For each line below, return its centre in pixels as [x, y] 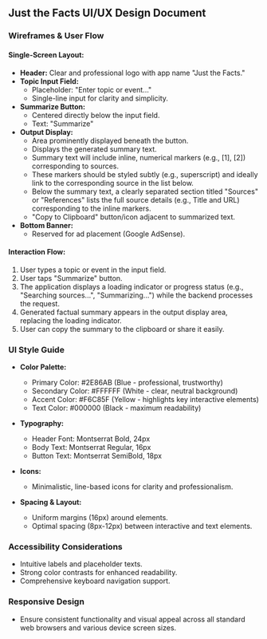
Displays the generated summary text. [94, 149]
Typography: [41, 424]
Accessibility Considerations [65, 546]
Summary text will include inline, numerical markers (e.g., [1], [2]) [138, 157]
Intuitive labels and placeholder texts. [81, 564]
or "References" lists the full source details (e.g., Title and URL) [136, 199]
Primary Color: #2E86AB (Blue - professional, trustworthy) [127, 383]
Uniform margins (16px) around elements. [100, 518]
